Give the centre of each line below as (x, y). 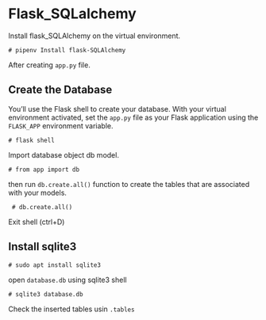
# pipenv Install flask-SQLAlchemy (67, 50)
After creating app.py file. (50, 65)
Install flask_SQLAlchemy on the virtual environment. (94, 36)
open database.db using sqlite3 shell (67, 280)
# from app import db (44, 170)
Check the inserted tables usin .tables (71, 309)
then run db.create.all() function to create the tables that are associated (129, 184)
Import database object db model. (64, 154)
